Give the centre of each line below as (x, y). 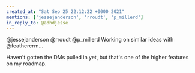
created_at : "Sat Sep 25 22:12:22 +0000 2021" (65, 12)
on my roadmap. (26, 64)
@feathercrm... (25, 46)
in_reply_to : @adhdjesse (37, 23)
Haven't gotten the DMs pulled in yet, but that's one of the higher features (97, 58)
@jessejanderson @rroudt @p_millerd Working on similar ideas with (90, 40)
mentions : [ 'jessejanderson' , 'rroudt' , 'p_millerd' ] (75, 17)
